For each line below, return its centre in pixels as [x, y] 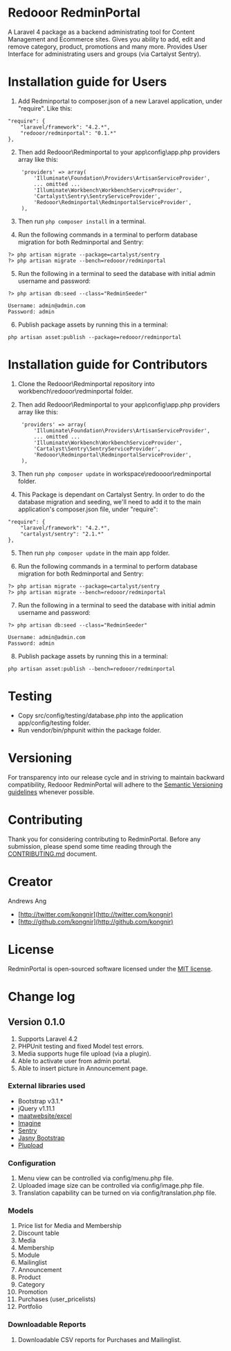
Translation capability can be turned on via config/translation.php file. [117, 1193]
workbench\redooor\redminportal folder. [75, 391]
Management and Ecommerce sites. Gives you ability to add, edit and [107, 39]
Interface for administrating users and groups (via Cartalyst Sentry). [104, 54]
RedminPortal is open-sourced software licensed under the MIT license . [110, 968]
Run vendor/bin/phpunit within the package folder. [90, 730]
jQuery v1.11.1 [36, 1108]
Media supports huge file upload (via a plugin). [84, 1054]
